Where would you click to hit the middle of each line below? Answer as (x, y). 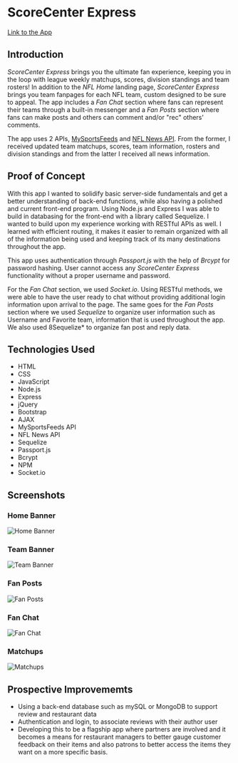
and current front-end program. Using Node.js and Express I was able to (113, 208)
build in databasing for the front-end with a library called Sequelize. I (108, 216)
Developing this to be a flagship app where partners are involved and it (121, 729)
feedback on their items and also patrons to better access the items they (124, 744)
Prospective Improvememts (70, 689)
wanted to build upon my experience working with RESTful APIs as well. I (115, 224)
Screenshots (36, 495)
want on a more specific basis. (63, 752)
